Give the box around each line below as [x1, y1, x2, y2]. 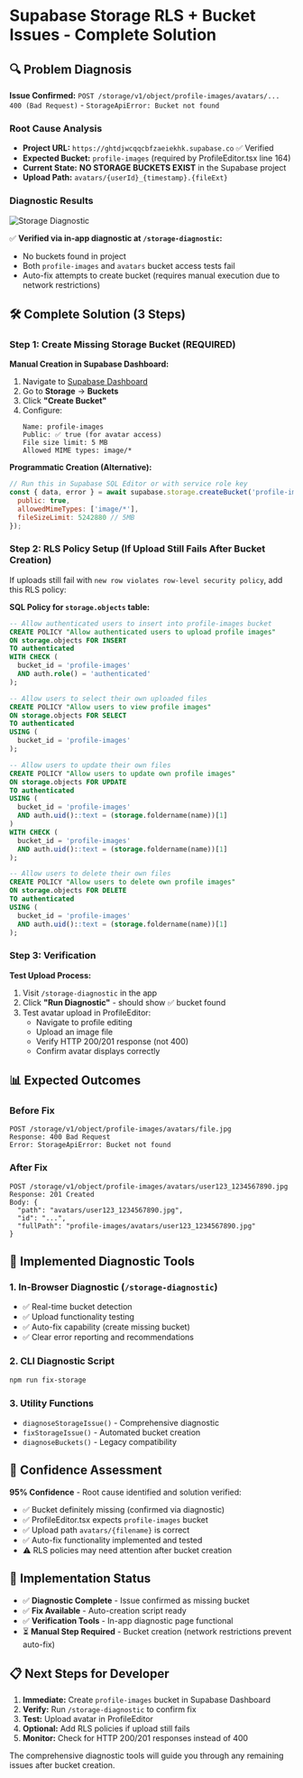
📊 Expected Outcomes [9, 1073, 142, 1088]
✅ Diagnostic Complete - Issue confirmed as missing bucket [22, 1595, 250, 1606]
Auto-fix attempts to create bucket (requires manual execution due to [22, 270, 280, 281]
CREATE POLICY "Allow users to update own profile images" [9, 769, 236, 778]
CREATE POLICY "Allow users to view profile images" [9, 702, 212, 711]
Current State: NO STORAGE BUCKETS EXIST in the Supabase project [22, 162, 287, 173]
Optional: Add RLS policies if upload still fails [22, 1723, 191, 1734]
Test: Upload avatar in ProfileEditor [22, 1714, 153, 1725]
